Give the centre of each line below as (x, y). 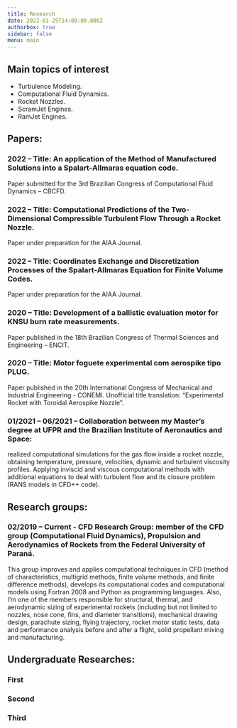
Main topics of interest (58, 69)
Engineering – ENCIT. (38, 345)
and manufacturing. (36, 637)
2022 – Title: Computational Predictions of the (89, 209)
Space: (20, 439)
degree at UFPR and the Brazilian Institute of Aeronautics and (115, 429)
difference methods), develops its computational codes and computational (116, 584)
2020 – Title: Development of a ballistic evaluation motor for (113, 313)
